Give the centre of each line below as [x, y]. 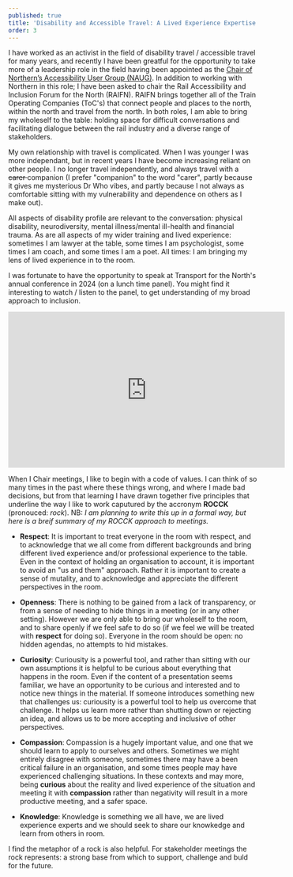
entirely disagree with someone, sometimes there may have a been [129, 759]
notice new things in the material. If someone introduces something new [137, 693]
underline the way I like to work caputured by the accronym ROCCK [118, 505]
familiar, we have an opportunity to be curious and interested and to [130, 685]
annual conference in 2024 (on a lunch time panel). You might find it [119, 284]
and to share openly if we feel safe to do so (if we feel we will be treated [137, 627]
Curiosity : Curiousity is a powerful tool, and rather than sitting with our [135, 660]
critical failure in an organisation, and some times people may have [128, 768]
